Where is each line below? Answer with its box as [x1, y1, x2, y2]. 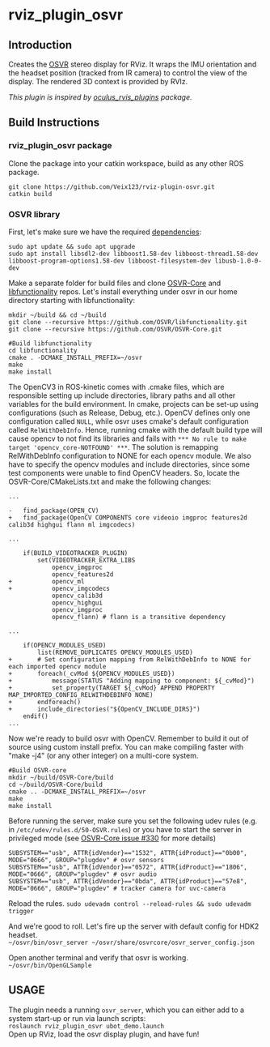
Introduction [8, 38, 73, 52]
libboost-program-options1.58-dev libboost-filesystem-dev [8, 257, 212, 265]
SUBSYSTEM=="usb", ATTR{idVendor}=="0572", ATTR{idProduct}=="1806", [8, 863, 248, 871]
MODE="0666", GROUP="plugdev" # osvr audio [8, 870, 158, 878]
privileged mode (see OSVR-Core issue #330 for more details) [8, 833, 217, 843]
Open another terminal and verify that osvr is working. [8, 952, 188, 962]
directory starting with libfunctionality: [8, 295, 136, 305]
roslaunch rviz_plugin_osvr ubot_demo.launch [8, 1022, 164, 1030]
